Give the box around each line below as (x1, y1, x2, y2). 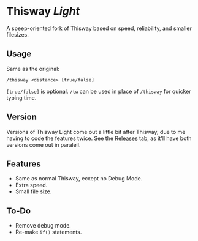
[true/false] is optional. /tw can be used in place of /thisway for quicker (6, 87, 191, 95)
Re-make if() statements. (15, 228, 82, 236)
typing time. (6, 94, 37, 102)
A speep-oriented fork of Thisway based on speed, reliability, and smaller (6, 24, 192, 32)
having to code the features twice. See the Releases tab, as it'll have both (6, 135, 192, 142)
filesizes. (6, 31, 29, 38)
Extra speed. (15, 182, 48, 189)
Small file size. (15, 188, 52, 195)
